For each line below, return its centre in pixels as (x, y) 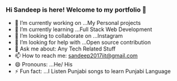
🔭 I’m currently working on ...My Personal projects (78, 23)
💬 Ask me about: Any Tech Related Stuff (65, 49)
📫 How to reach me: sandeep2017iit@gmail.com (76, 56)
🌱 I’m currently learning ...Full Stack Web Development (83, 29)
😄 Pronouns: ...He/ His (43, 65)
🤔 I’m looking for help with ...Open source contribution (83, 43)
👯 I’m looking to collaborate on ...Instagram (69, 36)
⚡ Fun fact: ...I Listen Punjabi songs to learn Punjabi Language (92, 71)
